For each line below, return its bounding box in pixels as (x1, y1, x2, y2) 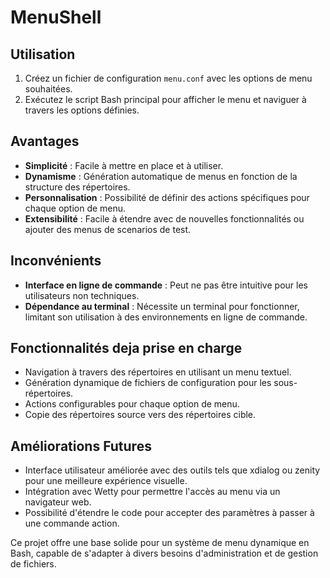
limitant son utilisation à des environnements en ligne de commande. (24, 311, 308, 323)
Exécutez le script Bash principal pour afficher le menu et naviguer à (24, 94, 307, 105)
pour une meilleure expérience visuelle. (24, 475, 188, 487)
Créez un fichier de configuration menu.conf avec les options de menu (24, 72, 313, 84)
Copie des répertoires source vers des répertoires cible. (24, 409, 257, 421)
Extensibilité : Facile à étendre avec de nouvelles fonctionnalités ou (24, 212, 305, 225)
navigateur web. (24, 496, 92, 508)
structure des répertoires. (24, 181, 131, 193)
